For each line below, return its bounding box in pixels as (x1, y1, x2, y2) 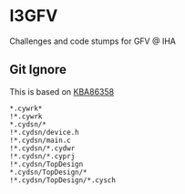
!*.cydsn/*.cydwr (9, 143, 76, 153)
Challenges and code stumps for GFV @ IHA (9, 36, 176, 46)
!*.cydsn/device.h (9, 128, 79, 137)
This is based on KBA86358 (9, 86, 115, 97)
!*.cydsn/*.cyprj (9, 151, 76, 160)
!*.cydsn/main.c (9, 136, 71, 145)
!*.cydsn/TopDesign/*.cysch (9, 175, 117, 185)
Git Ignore (9, 62, 67, 77)
